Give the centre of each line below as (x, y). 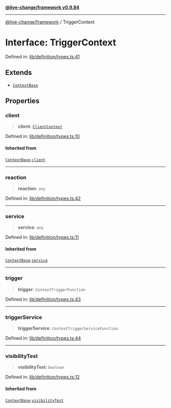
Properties (22, 101)
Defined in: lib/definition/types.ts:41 (42, 57)
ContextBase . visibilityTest (35, 400)
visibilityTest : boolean (41, 367)
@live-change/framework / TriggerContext (50, 22)
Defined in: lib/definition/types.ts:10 (42, 137)
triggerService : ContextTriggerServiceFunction (68, 329)
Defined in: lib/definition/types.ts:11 (42, 237)
